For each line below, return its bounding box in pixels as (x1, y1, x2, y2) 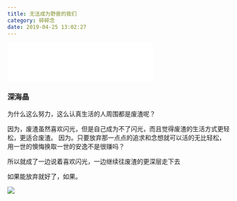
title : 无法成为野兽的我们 (7, 10, 78, 18)
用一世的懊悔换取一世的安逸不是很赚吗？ (7, 142, 125, 150)
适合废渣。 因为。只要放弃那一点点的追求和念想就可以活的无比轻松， (25, 133, 226, 142)
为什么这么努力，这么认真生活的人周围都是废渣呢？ (7, 109, 156, 118)
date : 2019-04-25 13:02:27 (7, 23, 87, 30)
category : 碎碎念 (7, 17, 55, 24)
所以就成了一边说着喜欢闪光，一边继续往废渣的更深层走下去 (7, 157, 181, 166)
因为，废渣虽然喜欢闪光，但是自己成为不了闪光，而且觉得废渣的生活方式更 (7, 124, 224, 133)
